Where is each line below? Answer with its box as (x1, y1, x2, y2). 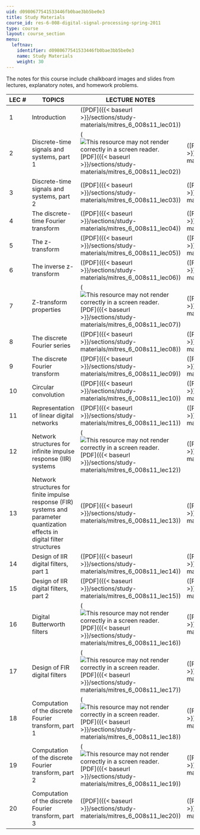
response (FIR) (32, 497, 74, 506)
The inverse (32, 262, 65, 270)
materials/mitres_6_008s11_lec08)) (80, 345, 182, 353)
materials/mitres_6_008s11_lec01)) (80, 120, 182, 129)
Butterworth (32, 620, 65, 628)
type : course (6, 25, 39, 32)
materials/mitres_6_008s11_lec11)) (80, 419, 182, 427)
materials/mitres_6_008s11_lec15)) (80, 592, 182, 600)
